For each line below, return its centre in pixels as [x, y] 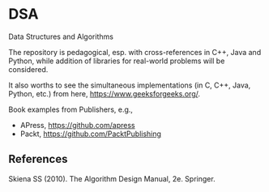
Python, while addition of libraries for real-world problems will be [117, 61]
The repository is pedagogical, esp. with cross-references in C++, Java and [135, 52]
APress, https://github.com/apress [77, 125]
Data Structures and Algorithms [61, 36]
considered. [28, 69]
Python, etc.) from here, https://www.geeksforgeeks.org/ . [105, 93]
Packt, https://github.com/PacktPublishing [91, 134]
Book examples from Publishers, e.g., [71, 109]
